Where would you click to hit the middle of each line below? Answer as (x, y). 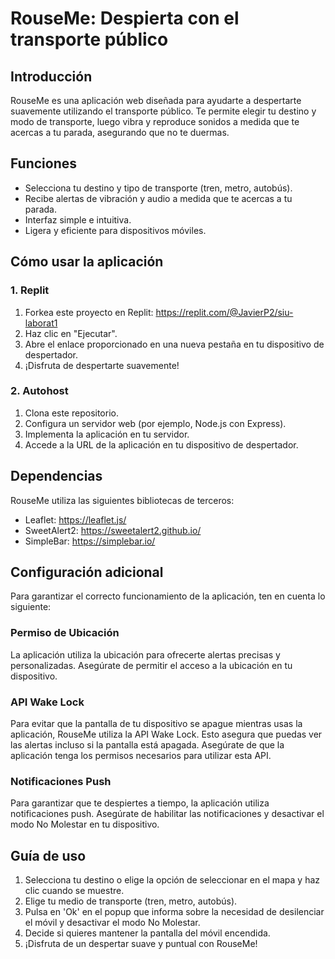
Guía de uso (48, 855)
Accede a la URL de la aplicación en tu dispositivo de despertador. (161, 444)
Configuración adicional (87, 572)
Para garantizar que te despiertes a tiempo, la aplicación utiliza (140, 803)
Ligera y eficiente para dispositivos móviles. (115, 230)
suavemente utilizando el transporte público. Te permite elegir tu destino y (163, 111)
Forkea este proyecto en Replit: (89, 312)
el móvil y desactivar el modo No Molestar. (112, 923)
